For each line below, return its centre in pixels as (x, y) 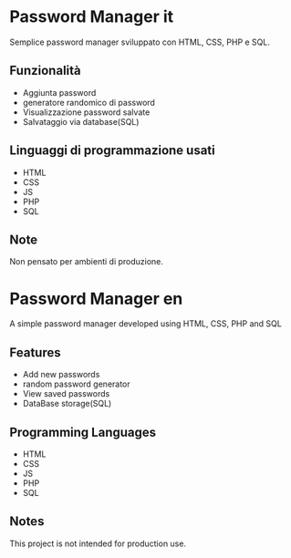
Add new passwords (61, 375)
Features (35, 352)
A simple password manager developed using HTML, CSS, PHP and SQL (146, 324)
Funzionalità (45, 71)
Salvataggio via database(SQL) (81, 121)
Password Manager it (92, 17)
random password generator (76, 384)
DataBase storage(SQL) (67, 404)
